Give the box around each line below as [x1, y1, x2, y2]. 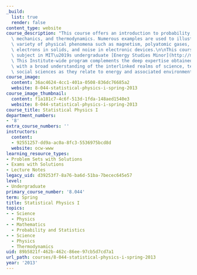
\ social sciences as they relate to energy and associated [11, 69, 161, 75]
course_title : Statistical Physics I [6, 107, 98, 113]
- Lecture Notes [6, 167, 46, 173]
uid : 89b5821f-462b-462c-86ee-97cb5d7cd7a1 [6, 249, 114, 255]
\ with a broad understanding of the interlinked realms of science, [11, 63, 185, 69]
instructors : [6, 129, 38, 135]
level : [6, 178, 22, 184]
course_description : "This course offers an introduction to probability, [6, 31, 193, 36]
